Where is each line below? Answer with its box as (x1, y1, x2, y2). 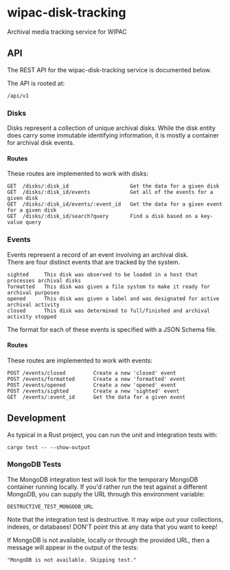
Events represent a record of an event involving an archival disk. (7, 250, 189, 259)
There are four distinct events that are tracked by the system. (7, 258, 181, 266)
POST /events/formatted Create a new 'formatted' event (7, 375, 186, 382)
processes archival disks (7, 277, 81, 284)
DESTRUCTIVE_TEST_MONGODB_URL (7, 503, 94, 510)
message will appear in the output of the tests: (7, 543, 139, 551)
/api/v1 (7, 92, 30, 99)
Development (7, 413, 67, 424)
